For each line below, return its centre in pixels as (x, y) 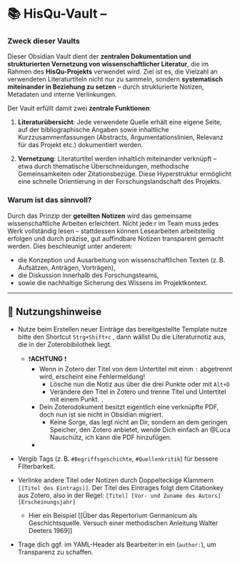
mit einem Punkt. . (77, 399)
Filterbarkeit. (36, 466)
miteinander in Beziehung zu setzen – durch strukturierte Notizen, (106, 87)
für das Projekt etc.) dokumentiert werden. (80, 145)
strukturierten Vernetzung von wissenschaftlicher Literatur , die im (108, 64)
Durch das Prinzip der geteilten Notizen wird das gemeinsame (100, 216)
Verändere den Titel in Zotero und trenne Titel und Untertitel (138, 392)
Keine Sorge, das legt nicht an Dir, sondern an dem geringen (139, 422)
